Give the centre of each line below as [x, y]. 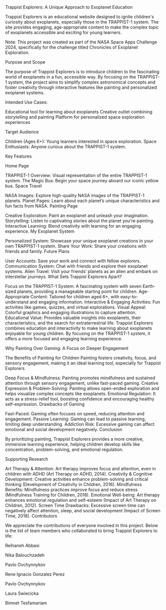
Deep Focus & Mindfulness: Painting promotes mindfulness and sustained [80, 378]
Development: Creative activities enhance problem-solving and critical [77, 479]
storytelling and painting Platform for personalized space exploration [75, 117]
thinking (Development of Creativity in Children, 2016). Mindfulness [74, 484]
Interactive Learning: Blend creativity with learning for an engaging [73, 226]
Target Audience [22, 132]
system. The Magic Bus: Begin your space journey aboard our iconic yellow [82, 181]
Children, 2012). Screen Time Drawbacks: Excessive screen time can [75, 505]
